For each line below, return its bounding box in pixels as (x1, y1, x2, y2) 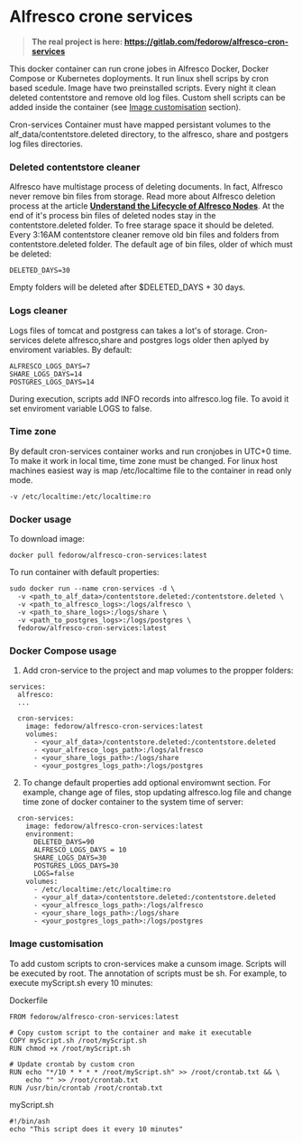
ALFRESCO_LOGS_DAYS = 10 (32, 846, 127, 855)
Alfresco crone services (9, 6, 194, 27)
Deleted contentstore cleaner (9, 161, 141, 173)
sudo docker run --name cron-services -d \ (9, 584, 176, 593)
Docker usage (9, 513, 72, 525)
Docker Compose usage (9, 645, 117, 657)
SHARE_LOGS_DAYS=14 (9, 369, 83, 378)
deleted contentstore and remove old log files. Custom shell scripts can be (9, 92, 286, 103)
